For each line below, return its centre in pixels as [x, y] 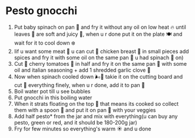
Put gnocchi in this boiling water [53, 97]
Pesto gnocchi [42, 11]
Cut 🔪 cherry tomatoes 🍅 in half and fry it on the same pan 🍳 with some [100, 63]
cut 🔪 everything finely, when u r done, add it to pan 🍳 [80, 85]
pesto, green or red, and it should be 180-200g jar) [76, 122]
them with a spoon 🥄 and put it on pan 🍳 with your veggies [85, 110]
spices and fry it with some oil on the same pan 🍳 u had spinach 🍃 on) [99, 58]
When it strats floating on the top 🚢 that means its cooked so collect [96, 103]
